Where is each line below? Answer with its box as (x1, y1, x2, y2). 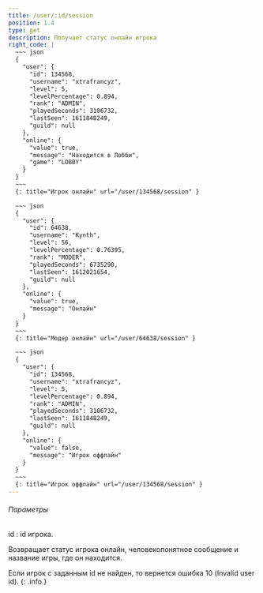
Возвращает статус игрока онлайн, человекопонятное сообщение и (8, 545, 239, 554)
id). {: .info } (8, 577, 47, 587)
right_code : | (8, 41, 55, 49)
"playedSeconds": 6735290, (28, 261, 118, 268)
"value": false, (28, 444, 83, 452)
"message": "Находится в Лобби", (28, 151, 140, 159)
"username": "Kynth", (28, 231, 101, 239)
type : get (8, 26, 41, 34)
